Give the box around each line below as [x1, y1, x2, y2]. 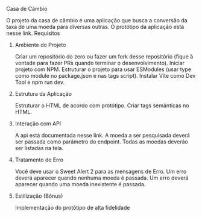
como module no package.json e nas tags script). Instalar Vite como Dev [14, 72, 196, 79]
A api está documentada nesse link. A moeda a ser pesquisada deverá [14, 132, 190, 139]
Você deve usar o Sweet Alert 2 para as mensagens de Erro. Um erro [14, 168, 187, 175]
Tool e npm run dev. [14, 78, 65, 86]
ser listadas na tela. [14, 145, 63, 151]
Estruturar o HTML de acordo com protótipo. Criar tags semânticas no [14, 102, 189, 109]
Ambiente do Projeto [14, 42, 66, 48]
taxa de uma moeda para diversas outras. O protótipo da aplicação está [6, 24, 185, 30]
